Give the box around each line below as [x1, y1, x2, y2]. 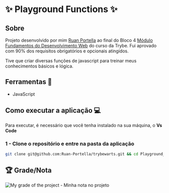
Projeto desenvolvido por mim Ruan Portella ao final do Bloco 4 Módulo [5, 37, 153, 43]
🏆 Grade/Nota [5, 166, 52, 175]
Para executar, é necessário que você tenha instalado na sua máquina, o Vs [5, 122, 162, 128]
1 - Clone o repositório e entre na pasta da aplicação [5, 140, 135, 147]
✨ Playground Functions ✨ [5, 4, 118, 15]
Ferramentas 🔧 [5, 78, 52, 86]
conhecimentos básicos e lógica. [5, 63, 74, 69]
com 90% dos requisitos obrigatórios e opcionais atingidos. [5, 48, 129, 54]
